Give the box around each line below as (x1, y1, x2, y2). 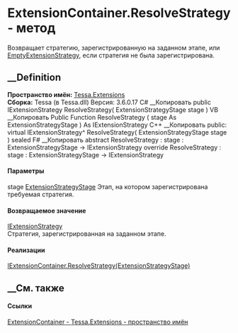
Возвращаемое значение (7, 206, 86, 215)
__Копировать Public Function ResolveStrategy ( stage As (7, 113, 177, 121)
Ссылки (7, 302, 33, 310)
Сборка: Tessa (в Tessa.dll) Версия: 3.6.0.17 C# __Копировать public (7, 98, 211, 106)
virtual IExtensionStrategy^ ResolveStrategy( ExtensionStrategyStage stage (7, 128, 227, 136)
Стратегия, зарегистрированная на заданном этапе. (7, 230, 166, 238)
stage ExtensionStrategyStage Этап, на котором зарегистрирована (7, 182, 208, 191)
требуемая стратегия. (7, 190, 74, 198)
